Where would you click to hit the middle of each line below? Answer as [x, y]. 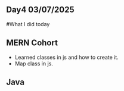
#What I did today [28, 24]
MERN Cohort [32, 43]
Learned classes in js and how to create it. [67, 57]
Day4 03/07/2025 [40, 10]
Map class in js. [34, 63]
